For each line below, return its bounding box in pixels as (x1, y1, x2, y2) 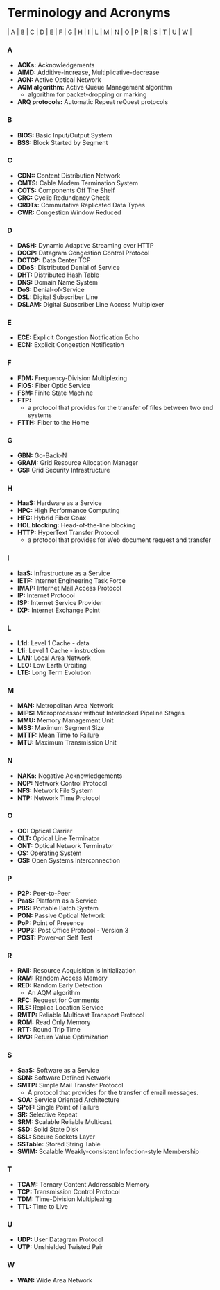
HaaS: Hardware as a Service (17, 499, 102, 507)
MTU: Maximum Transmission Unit (17, 738, 117, 747)
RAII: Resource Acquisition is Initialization (17, 967, 137, 975)
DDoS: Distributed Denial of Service (17, 264, 120, 272)
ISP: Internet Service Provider (17, 598, 103, 606)
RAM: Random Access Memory (17, 974, 108, 983)
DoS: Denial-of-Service (17, 286, 85, 294)
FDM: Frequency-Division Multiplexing (17, 373, 127, 382)
